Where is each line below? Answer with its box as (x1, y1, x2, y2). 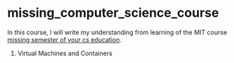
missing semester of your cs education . (7, 35, 122, 43)
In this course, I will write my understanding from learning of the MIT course (7, 28, 228, 36)
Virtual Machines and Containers (17, 49, 112, 57)
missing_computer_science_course (7, 5, 219, 21)
